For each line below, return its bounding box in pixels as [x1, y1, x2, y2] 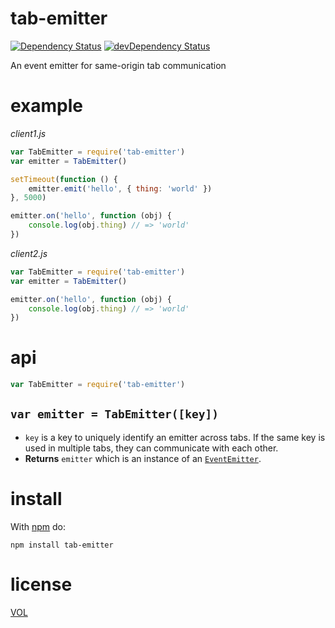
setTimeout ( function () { [10, 174, 118, 184]
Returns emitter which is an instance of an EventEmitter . [24, 452, 262, 464]
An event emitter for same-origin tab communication [10, 59, 227, 71]
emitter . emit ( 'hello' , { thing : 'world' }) [28, 183, 213, 194]
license [10, 573, 73, 596]
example [10, 95, 84, 117]
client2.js [10, 247, 48, 259]
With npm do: [10, 520, 67, 532]
